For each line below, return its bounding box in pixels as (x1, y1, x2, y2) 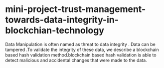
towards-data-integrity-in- (5, 14, 119, 25)
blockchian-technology (5, 25, 105, 36)
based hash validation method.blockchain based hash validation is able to (5, 51, 157, 58)
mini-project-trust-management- (5, 3, 146, 15)
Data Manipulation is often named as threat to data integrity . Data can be (5, 41, 156, 47)
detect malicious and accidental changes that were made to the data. (5, 57, 147, 63)
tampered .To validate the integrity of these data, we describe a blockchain (5, 46, 159, 52)
